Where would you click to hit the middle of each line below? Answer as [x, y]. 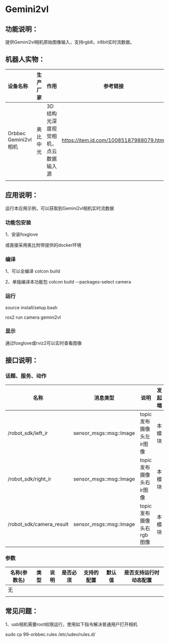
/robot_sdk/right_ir [30, 479]
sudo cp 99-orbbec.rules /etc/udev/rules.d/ [50, 634]
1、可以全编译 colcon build [33, 271]
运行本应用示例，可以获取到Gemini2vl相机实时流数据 [60, 208]
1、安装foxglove [22, 234]
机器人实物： [25, 60]
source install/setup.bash [31, 307]
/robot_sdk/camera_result [38, 524]
